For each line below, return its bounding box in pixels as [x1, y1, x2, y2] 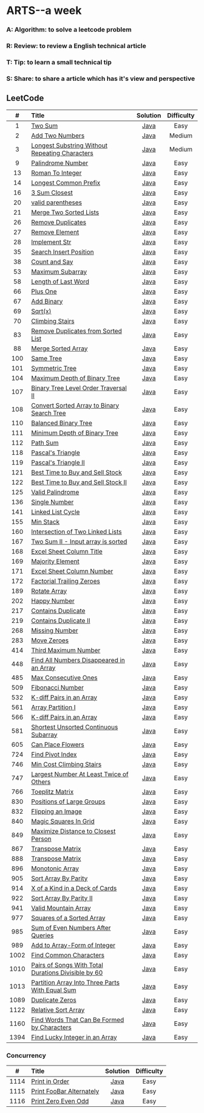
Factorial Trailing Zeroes [31, 577, 100, 585]
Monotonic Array [31, 864, 80, 873]
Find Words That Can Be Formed [31, 1015, 124, 1024]
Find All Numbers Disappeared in [31, 656, 126, 664]
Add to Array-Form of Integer [31, 941, 115, 949]
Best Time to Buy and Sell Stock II [31, 478, 127, 487]
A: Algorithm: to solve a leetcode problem [6, 26, 132, 34]
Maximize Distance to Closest [31, 827, 116, 835]
